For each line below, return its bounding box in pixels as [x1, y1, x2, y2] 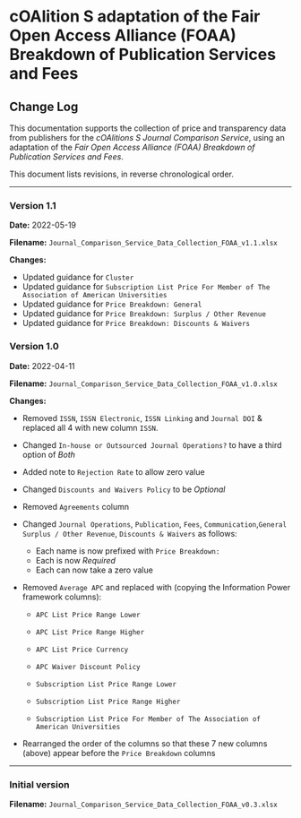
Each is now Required [35, 555, 116, 565]
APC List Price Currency [35, 645, 129, 654]
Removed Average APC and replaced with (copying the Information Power [21, 581, 291, 592]
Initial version [9, 778, 70, 790]
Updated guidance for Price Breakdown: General [21, 298, 202, 310]
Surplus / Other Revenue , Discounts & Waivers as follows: [21, 528, 237, 538]
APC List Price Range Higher [35, 627, 145, 637]
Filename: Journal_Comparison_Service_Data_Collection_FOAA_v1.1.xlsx [9, 237, 278, 248]
